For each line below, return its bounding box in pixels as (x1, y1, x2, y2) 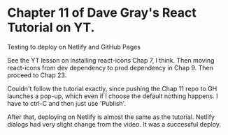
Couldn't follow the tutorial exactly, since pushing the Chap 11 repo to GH (7, 84, 218, 93)
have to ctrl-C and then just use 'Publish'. (7, 99, 127, 107)
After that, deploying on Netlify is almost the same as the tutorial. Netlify (7, 113, 215, 121)
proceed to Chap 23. (7, 71, 67, 79)
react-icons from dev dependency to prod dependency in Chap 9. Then (7, 63, 213, 72)
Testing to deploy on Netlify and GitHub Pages (7, 42, 141, 51)
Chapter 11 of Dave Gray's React (7, 5, 197, 21)
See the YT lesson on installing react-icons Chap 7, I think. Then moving (7, 56, 215, 64)
